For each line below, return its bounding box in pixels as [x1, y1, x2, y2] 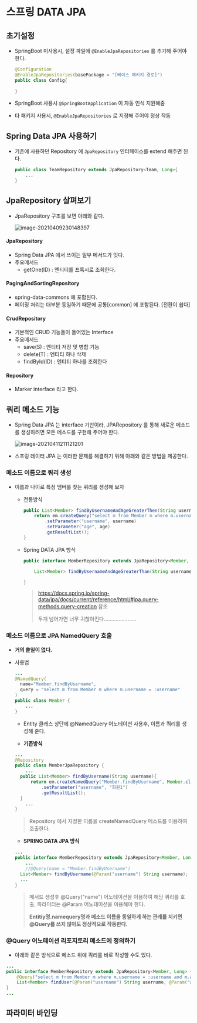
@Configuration [14, 66, 52, 72]
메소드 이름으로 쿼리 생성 [6, 469, 72, 477]
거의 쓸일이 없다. [14, 646, 53, 653]
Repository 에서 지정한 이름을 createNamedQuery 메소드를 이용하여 [29, 818, 188, 825]
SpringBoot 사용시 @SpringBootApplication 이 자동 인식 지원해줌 [14, 99, 165, 106]
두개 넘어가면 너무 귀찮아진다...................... [38, 615, 137, 622]
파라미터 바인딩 [6, 1008, 58, 1018]
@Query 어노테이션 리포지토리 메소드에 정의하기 [6, 937, 136, 945]
